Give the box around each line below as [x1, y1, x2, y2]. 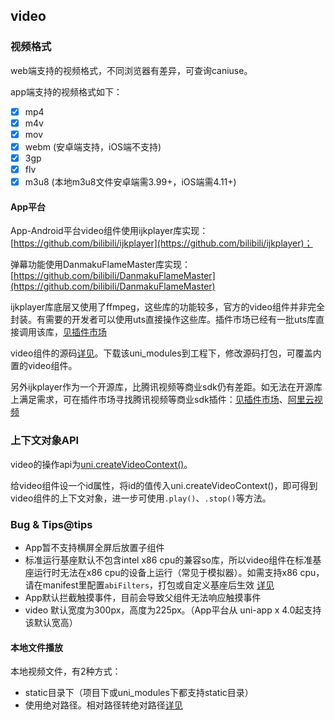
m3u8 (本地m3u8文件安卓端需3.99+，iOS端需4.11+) [24, 176, 237, 188]
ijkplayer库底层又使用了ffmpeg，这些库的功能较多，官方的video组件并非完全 [10, 301, 325, 313]
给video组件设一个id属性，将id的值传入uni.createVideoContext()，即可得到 [10, 479, 318, 491]
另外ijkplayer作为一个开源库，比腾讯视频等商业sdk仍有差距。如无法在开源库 [10, 381, 323, 393]
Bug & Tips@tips [10, 517, 93, 531]
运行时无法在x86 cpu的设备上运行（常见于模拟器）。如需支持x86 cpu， [33, 566, 325, 578]
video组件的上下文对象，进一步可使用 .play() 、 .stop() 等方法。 [10, 492, 272, 504]
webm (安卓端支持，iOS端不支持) [24, 140, 162, 153]
